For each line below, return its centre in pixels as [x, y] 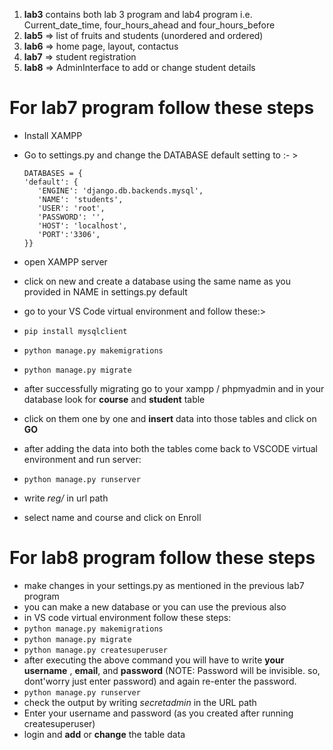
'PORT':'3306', [69, 234]
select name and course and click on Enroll [112, 517]
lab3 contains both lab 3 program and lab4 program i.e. [138, 14]
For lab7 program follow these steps [162, 108]
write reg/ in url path [66, 498]
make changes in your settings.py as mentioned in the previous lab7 [164, 585]
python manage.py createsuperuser [95, 650]
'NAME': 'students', [80, 199]
